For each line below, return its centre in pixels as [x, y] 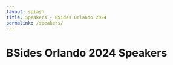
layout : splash [25, 12]
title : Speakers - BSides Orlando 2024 [57, 17]
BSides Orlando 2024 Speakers [87, 53]
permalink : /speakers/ [35, 23]
